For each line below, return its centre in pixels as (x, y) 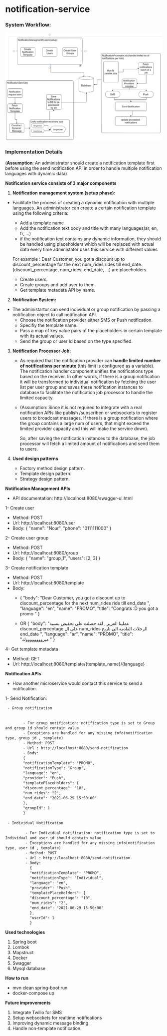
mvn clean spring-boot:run (40, 988)
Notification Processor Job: (42, 351)
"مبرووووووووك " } (37, 639)
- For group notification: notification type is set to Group (89, 723)
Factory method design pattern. (52, 468)
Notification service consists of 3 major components (61, 183)
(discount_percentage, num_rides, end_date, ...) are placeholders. (80, 269)
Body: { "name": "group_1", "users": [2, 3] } (56, 558)
